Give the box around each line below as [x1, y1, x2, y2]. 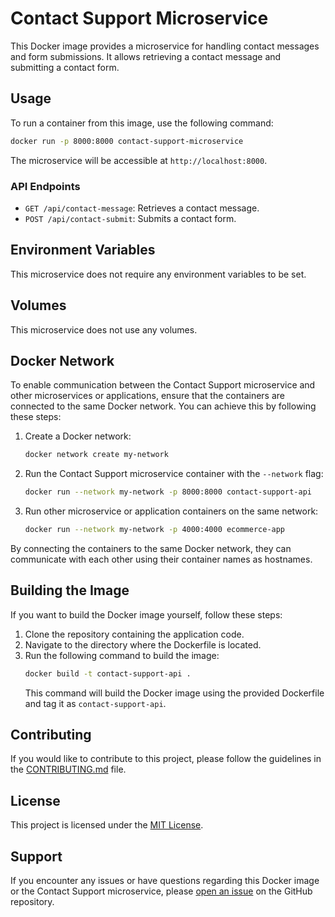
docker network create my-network [24, 450, 169, 460]
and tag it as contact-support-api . [24, 697, 167, 709]
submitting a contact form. [10, 61, 120, 73]
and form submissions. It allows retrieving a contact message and [10, 50, 282, 62]
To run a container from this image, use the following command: [10, 117, 274, 129]
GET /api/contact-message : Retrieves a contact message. [24, 202, 260, 214]
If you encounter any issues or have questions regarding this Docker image [10, 875, 320, 887]
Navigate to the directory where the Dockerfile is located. [24, 638, 262, 651]
